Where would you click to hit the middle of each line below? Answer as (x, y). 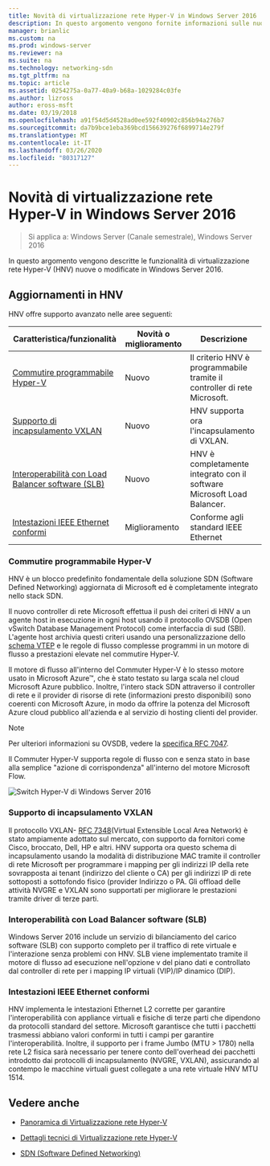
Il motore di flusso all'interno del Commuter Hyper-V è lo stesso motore (126, 670)
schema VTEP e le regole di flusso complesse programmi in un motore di (129, 646)
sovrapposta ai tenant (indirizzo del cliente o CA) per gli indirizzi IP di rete (130, 873)
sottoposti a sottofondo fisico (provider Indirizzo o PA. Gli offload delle (125, 882)
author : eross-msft (41, 105)
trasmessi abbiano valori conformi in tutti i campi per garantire (111, 1035)
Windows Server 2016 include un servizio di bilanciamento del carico (123, 936)
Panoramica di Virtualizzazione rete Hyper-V (94, 1122)
